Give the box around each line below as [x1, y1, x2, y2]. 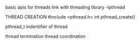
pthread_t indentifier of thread [5, 23, 68, 29]
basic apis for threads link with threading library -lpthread [5, 4, 125, 10]
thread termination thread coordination [5, 33, 86, 39]
